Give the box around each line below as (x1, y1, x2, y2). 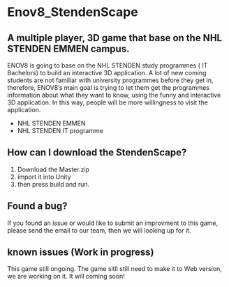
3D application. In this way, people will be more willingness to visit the (7, 98, 208, 107)
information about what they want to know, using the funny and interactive (7, 91, 221, 99)
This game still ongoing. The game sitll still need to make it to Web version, (7, 265, 222, 273)
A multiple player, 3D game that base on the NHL (7, 32, 222, 44)
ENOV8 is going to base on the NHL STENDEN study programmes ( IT (7, 61, 208, 70)
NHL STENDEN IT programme (17, 127, 103, 134)
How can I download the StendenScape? (7, 147, 187, 159)
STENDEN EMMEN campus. (7, 42, 130, 54)
